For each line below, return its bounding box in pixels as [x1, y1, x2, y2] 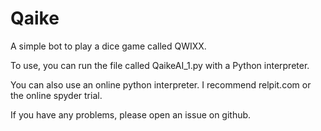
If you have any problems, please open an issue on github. [10, 108, 252, 121]
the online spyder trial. [10, 89, 103, 101]
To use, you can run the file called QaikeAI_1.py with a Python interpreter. [10, 59, 310, 71]
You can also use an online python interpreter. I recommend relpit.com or [10, 78, 312, 91]
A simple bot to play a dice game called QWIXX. [10, 40, 207, 52]
